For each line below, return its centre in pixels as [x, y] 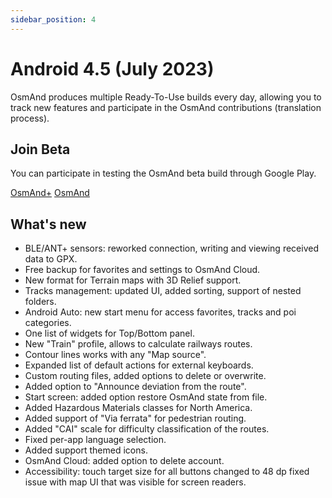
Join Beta [40, 149]
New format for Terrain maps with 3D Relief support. [133, 280]
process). [30, 118]
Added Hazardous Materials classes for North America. [138, 408]
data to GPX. [51, 259]
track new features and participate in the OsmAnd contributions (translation [166, 107]
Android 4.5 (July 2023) [112, 68]
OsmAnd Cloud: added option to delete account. [124, 461]
